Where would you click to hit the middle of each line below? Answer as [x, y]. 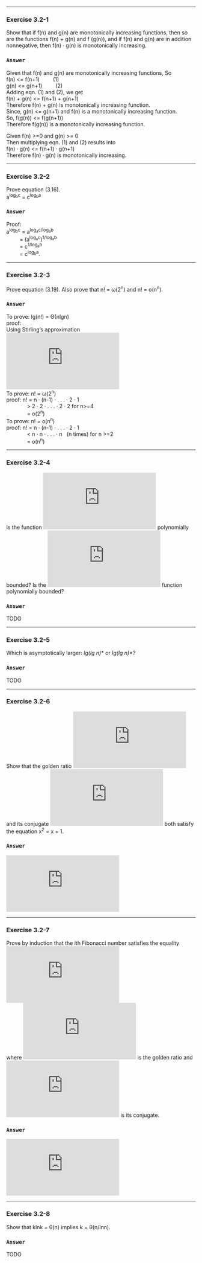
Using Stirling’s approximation [43, 329]
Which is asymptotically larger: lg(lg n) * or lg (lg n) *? [71, 653]
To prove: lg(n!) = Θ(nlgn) [38, 316]
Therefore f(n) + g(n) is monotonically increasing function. [78, 105]
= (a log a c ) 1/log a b [38, 238]
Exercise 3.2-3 [28, 275]
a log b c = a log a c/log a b [30, 231]
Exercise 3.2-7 [28, 930]
